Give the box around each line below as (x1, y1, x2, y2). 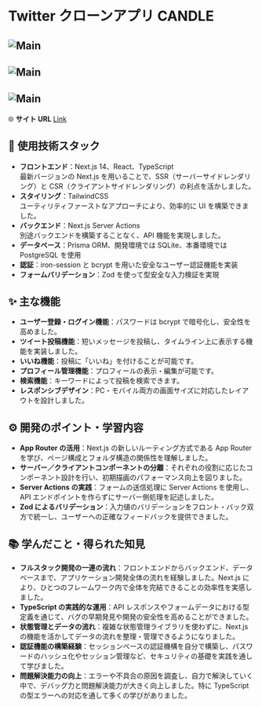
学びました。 (26, 661, 68, 671)
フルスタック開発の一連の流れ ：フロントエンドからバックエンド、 (19, 563, 233, 573)
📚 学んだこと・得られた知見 (8, 537, 146, 551)
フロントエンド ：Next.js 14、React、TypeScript (19, 162, 174, 171)
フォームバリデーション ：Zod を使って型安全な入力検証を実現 (19, 269, 220, 279)
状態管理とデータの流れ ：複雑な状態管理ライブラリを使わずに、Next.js (19, 622, 249, 632)
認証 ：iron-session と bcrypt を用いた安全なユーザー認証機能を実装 (19, 260, 238, 269)
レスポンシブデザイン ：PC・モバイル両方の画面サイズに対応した (19, 386, 229, 395)
